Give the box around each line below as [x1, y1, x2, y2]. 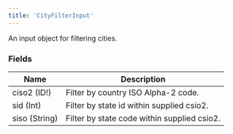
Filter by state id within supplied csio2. [65, 100, 209, 111]
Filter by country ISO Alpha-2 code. [65, 86, 200, 98]
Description [120, 73, 166, 84]
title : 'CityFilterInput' [8, 11, 94, 20]
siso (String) [12, 113, 58, 124]
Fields [8, 53, 32, 64]
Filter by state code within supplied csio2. [65, 113, 221, 124]
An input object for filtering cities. [8, 33, 117, 43]
